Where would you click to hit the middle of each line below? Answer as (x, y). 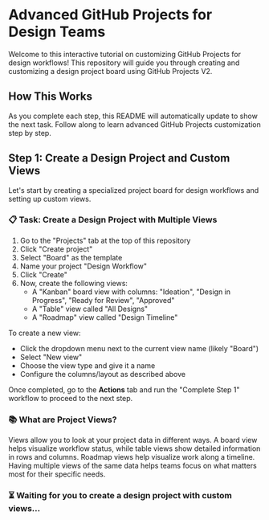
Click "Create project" (56, 249)
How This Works (51, 97)
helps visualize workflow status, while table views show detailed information (134, 448)
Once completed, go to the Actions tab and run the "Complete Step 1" (124, 389)
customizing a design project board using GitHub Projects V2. (110, 71)
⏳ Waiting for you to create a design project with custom (120, 496)
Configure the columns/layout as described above (103, 374)
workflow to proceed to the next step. (71, 398)
